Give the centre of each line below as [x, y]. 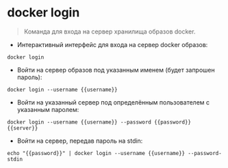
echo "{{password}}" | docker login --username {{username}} [96, 153]
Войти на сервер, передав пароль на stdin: [80, 141]
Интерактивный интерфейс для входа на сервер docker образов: [112, 44]
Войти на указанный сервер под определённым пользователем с [113, 102]
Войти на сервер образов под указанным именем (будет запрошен [116, 70]
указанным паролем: [48, 109]
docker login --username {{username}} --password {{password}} [99, 122]
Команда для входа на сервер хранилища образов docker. [110, 31]
